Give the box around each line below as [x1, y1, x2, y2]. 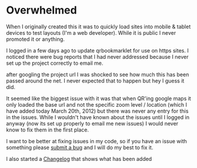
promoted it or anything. [6, 35, 65, 42]
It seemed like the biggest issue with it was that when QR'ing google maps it [6, 95, 192, 102]
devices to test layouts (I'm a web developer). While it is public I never [6, 29, 176, 36]
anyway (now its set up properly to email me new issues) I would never [6, 120, 179, 127]
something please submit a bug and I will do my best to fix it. [6, 144, 153, 151]
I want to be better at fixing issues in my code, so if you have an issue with [6, 137, 188, 144]
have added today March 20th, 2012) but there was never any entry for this [6, 107, 189, 114]
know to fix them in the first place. [6, 126, 89, 133]
